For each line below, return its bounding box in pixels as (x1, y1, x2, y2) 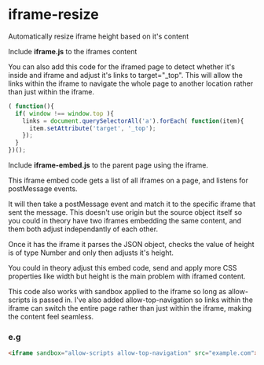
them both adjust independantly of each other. (8, 224, 159, 234)
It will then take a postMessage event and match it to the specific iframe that (8, 199, 256, 209)
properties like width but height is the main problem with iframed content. (8, 271, 246, 281)
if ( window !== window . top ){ (15, 109, 114, 117)
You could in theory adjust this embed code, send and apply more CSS (8, 264, 237, 273)
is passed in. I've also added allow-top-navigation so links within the (31, 295, 254, 304)
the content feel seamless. (8, 312, 94, 322)
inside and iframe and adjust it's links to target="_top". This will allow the (8, 70, 244, 79)
